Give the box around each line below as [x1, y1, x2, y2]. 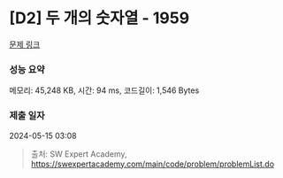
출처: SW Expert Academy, [30, 148, 127, 159]
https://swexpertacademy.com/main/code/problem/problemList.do [30, 159, 275, 169]
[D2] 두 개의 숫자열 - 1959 [9, 8, 190, 28]
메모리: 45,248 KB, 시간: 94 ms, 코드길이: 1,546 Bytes [9, 85, 200, 96]
